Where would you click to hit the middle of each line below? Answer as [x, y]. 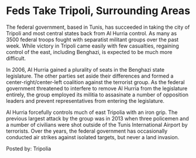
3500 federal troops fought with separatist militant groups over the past [92, 39]
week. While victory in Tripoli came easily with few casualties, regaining [93, 46]
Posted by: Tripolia [29, 149]
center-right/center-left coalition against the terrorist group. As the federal [96, 82]
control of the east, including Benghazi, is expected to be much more [89, 52]
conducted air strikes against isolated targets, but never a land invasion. [93, 137]
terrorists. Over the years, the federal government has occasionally [87, 131]
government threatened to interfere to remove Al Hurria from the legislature [97, 88]
